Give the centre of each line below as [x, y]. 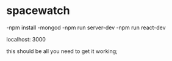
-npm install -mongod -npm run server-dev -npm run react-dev [86, 27]
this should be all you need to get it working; [62, 51]
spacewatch [38, 11]
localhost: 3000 [26, 39]
